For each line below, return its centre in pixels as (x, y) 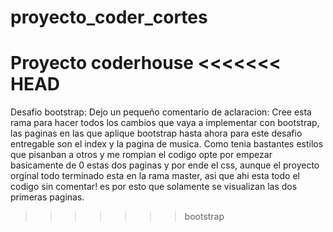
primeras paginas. (47, 197)
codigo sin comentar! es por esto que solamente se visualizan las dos (154, 187)
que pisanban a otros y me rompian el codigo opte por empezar (141, 155)
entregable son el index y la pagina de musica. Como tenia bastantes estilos (167, 144)
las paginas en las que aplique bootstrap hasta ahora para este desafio (156, 133)
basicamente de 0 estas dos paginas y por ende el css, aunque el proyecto (165, 165)
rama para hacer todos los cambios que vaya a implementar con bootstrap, (165, 123)
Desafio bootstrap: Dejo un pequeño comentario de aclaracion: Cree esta (161, 112)
